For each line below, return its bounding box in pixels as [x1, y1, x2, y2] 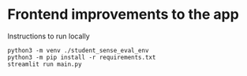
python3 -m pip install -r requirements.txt [7, 53, 156, 61]
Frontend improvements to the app [7, 5, 240, 24]
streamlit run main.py [7, 60, 82, 68]
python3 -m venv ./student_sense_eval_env [7, 46, 149, 54]
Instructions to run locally [7, 31, 90, 41]
